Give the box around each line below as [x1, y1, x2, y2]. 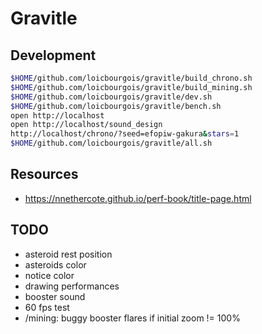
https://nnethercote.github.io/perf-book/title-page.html [24, 192, 252, 204]
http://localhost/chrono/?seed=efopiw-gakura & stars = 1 [10, 129, 240, 139]
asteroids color [24, 258, 87, 271]
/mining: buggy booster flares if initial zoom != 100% [24, 312, 241, 324]
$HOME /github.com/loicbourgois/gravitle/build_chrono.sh [10, 73, 253, 83]
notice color [24, 269, 75, 281]
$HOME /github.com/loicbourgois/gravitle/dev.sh [10, 92, 213, 102]
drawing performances [24, 280, 120, 292]
